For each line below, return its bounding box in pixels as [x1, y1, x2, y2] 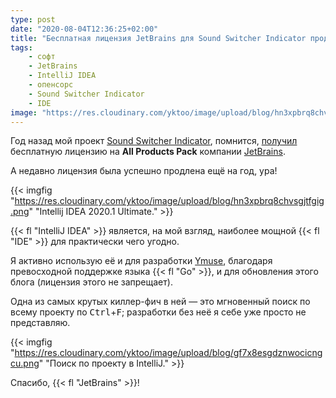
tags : [10, 42, 33, 53]
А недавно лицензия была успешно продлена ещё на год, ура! [10, 165, 278, 177]
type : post [10, 14, 56, 25]
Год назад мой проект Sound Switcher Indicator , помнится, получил [10, 135, 298, 147]
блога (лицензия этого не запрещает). [10, 276, 173, 288]
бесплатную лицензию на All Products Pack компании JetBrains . [10, 146, 286, 158]
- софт [28, 52, 56, 62]
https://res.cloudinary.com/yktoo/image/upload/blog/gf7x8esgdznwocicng [14, 347, 323, 359]
